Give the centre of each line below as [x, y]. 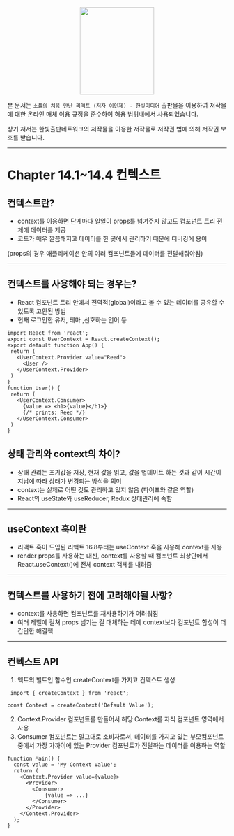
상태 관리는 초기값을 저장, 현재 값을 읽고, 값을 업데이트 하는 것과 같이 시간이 [119, 472]
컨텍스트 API [33, 662]
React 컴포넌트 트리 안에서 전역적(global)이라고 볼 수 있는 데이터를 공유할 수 [121, 302]
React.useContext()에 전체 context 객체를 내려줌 [85, 565]
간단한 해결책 [35, 631]
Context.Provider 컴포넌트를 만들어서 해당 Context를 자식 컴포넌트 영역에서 [120, 719]
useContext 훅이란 [47, 529]
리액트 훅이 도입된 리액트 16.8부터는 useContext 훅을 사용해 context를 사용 [120, 547]
